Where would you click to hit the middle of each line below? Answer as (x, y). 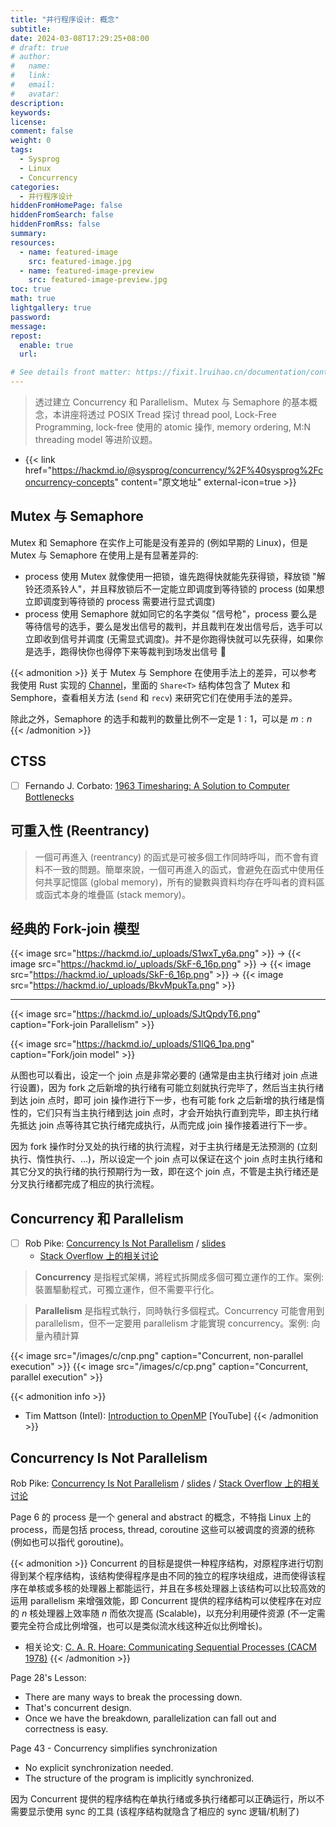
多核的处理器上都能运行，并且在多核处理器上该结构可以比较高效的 (189, 1588)
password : (31, 317)
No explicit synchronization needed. (99, 1767)
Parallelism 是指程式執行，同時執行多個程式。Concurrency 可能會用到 (179, 1311)
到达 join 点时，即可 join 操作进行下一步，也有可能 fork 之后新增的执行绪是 (163, 1100)
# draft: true (40, 47)
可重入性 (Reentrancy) (80, 831)
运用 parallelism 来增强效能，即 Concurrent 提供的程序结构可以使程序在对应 (166, 1600)
